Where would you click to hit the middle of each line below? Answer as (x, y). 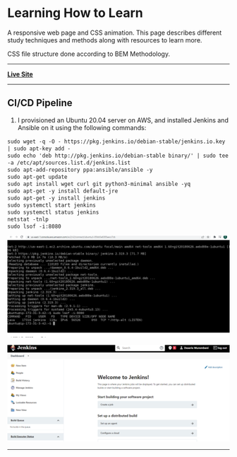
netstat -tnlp (28, 219)
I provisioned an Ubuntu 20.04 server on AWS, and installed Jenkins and (123, 120)
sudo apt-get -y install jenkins (56, 198)
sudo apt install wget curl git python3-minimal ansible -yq (99, 184)
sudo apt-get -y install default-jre (63, 191)
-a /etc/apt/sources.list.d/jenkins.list (69, 163)
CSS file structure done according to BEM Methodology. (89, 54)
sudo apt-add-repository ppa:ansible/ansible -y (80, 170)
